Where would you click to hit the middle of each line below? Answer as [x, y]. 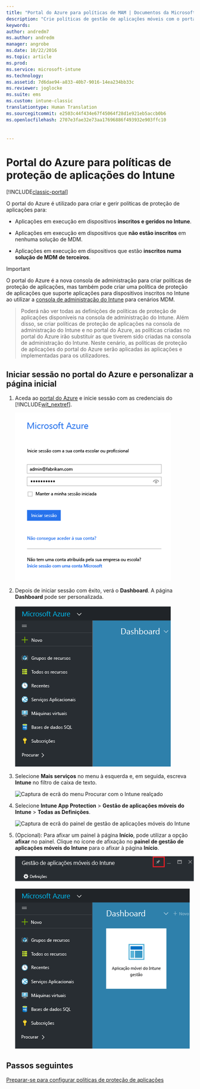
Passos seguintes [40, 1065]
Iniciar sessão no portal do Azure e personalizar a [100, 374]
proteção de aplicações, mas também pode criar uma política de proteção [97, 287]
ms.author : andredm [30, 38]
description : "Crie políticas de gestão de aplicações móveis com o [93, 19]
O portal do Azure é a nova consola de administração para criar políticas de [99, 280]
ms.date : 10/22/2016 [32, 51]
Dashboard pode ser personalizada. [59, 597]
